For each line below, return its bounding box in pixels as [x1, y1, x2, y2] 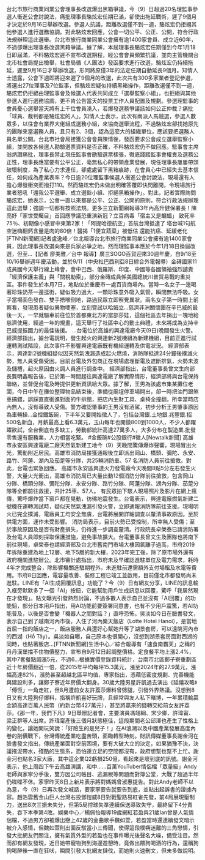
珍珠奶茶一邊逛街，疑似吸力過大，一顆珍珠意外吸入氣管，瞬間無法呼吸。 [11, 288, 193, 296]
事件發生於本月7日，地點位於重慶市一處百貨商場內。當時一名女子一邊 [16, 281, 191, 288]
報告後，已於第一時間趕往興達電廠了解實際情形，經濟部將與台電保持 [27, 373, 199, 380]
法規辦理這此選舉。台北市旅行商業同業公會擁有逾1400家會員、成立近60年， [6, 36, 196, 43]
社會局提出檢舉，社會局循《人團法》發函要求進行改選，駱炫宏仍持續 [16, 59, 188, 66]
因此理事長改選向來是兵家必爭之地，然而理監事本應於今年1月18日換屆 [16, 242, 191, 250]
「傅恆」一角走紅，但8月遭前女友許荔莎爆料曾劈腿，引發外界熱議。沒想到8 [6, 686, 195, 694]
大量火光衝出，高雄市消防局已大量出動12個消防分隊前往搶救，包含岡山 [16, 472, 194, 479]
